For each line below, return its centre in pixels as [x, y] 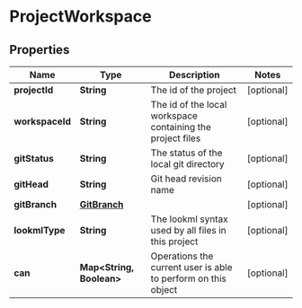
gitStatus [34, 158]
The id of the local [189, 105]
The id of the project [193, 90]
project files [176, 138]
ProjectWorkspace [80, 17]
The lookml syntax [189, 219]
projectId [34, 90]
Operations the [182, 256]
